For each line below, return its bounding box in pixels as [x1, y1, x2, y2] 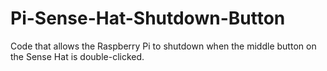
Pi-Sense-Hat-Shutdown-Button [10, 7, 286, 30]
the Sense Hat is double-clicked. [10, 50, 145, 62]
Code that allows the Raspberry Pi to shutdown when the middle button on [10, 40, 317, 52]
